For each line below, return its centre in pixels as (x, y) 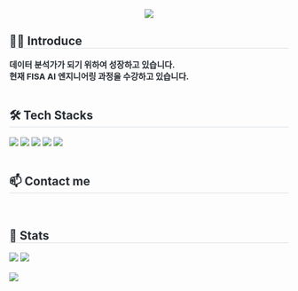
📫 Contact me (50, 181)
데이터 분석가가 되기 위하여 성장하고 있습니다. (92, 64)
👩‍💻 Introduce (46, 41)
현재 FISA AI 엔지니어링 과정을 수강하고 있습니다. (99, 76)
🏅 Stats (29, 236)
